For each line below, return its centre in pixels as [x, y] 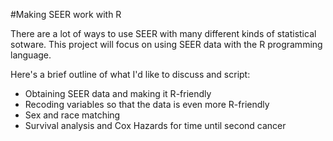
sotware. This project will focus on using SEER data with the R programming [166, 44]
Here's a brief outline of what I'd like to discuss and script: [130, 74]
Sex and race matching [72, 115]
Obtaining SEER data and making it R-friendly [118, 93]
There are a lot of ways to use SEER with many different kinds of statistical [163, 33]
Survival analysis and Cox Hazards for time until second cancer [155, 125]
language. [31, 55]
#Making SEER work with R [66, 14]
